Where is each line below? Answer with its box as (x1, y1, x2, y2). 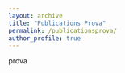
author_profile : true (8, 34, 81, 43)
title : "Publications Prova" (8, 19, 106, 27)
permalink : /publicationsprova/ (8, 26, 117, 34)
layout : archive (8, 11, 63, 20)
